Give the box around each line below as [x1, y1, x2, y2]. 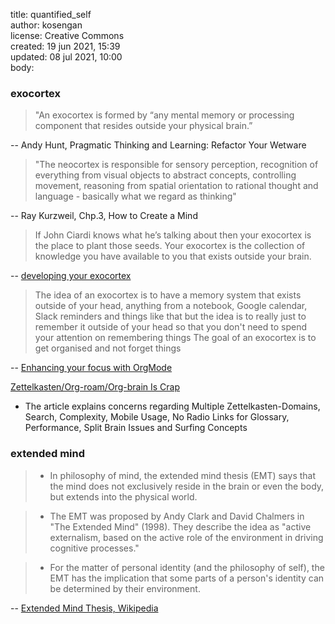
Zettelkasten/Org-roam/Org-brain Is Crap [10, 381, 180, 393]
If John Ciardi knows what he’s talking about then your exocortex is [34, 229, 312, 241]
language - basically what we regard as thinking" [34, 190, 237, 203]
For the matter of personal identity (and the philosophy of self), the [49, 561, 325, 573]
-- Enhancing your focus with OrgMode [10, 362, 173, 374]
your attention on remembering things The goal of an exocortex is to [34, 332, 317, 344]
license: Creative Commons [10, 30, 125, 41]
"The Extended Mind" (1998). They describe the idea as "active [49, 520, 312, 533]
